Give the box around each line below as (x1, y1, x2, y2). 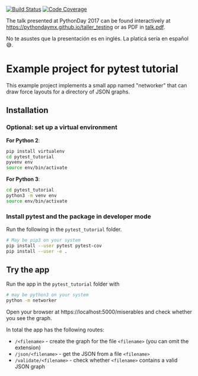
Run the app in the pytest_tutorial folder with (6, 280, 120, 288)
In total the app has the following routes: (6, 326, 105, 333)
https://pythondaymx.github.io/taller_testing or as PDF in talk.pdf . (6, 24, 165, 30)
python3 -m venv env (6, 193, 58, 199)
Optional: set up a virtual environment (6, 123, 117, 131)
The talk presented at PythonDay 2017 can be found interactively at (6, 17, 171, 24)
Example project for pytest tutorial (6, 62, 178, 76)
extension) (14, 344, 41, 351)
